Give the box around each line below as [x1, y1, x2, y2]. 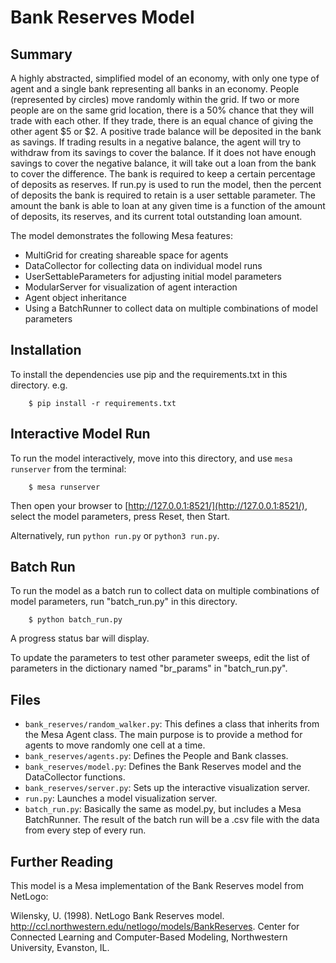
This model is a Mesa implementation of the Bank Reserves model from [10, 880, 304, 892]
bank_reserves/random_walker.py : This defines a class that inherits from [24, 718, 320, 730]
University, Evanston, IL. [10, 942, 110, 954]
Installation [10, 342, 82, 359]
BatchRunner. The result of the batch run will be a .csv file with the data [24, 814, 320, 826]
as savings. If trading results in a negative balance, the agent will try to [10, 136, 302, 148]
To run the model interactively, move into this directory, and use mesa [10, 452, 293, 464]
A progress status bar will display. [10, 632, 150, 645]
